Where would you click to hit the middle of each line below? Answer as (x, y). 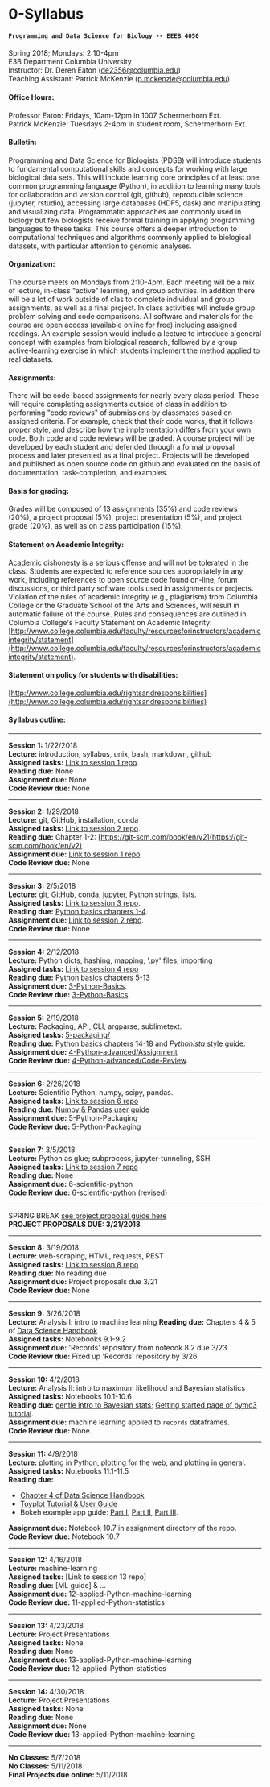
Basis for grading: (39, 491)
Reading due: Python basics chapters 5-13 (79, 978)
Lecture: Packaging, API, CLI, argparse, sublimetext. (95, 1026)
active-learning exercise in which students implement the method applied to (134, 350)
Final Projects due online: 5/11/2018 (68, 1775)
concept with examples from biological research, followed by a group (123, 342)
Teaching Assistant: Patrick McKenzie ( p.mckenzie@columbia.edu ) (119, 79)
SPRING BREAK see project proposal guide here (88, 1216)
